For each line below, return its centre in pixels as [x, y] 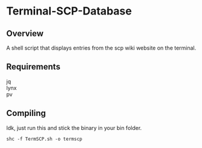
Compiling [26, 113]
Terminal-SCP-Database [69, 11]
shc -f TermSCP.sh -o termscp [44, 139]
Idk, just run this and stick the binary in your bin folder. [74, 127]
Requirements [33, 67]
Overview [25, 34]
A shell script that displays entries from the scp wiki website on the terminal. [101, 48]
